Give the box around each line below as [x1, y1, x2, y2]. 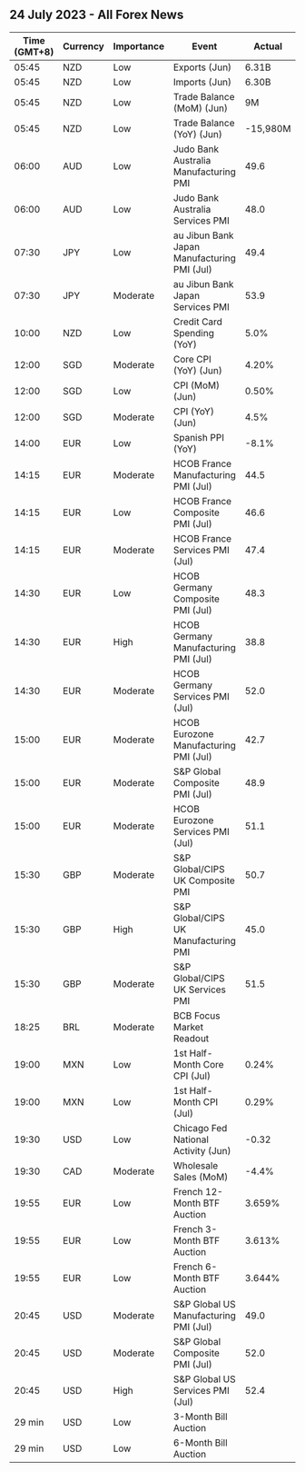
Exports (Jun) [172, 61, 232, 74]
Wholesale [172, 1159, 219, 1171]
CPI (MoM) [172, 379, 221, 392]
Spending [172, 326, 215, 339]
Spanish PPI [172, 431, 225, 443]
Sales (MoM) [172, 1170, 229, 1183]
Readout [172, 1031, 210, 1044]
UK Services [172, 983, 227, 996]
